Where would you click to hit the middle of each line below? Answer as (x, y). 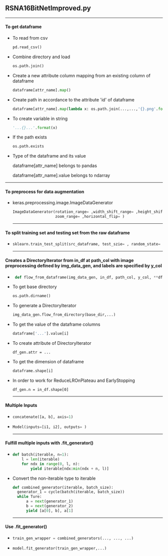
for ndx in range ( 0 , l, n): (51, 464)
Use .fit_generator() (26, 527)
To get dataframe (23, 27)
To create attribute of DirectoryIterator (52, 343)
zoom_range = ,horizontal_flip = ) (90, 217)
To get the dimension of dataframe (48, 362)
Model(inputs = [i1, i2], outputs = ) (49, 427)
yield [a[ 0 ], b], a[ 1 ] (49, 511)
